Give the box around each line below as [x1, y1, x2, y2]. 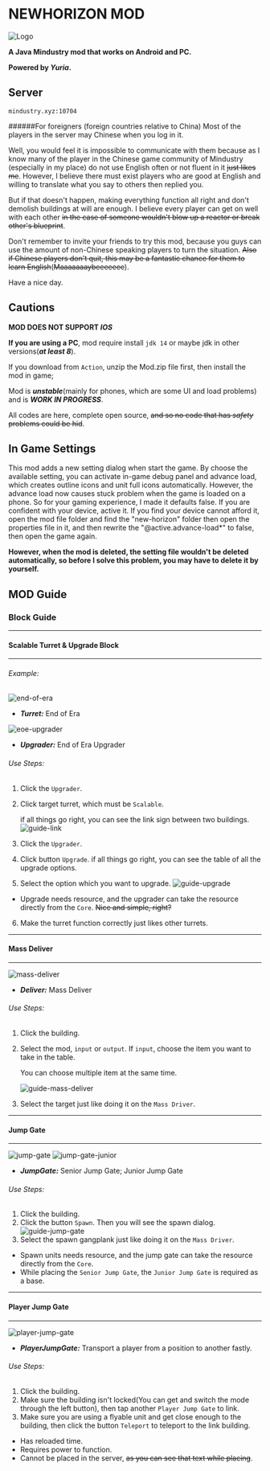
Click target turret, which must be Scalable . [19, 799, 165, 809]
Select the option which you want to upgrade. [19, 878, 171, 888]
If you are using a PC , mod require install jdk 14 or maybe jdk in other [8, 338, 239, 347]
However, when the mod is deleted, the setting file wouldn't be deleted [8, 547, 249, 557]
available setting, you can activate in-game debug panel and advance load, [8, 472, 257, 481]
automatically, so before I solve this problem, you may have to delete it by [8, 555, 259, 565]
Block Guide [8, 612, 57, 623]
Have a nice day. [8, 277, 63, 287]
